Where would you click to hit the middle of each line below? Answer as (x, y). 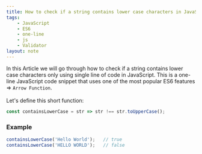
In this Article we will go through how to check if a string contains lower (95, 68)
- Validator (32, 46)
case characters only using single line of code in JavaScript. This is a (92, 75)
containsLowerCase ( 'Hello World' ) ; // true (64, 140)
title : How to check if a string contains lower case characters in (94, 12)
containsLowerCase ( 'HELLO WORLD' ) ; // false (66, 145)
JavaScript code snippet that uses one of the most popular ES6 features (106, 81)
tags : (13, 18)
